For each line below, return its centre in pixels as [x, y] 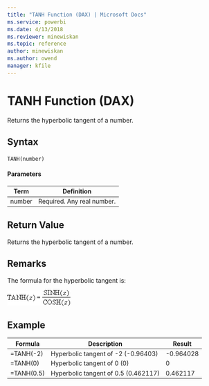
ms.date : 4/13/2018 [35, 29]
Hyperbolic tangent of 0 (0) [90, 363]
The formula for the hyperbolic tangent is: [67, 280]
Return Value [36, 225]
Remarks [27, 264]
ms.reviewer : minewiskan [43, 37]
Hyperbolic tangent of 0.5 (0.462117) [106, 373]
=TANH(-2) [27, 354]
